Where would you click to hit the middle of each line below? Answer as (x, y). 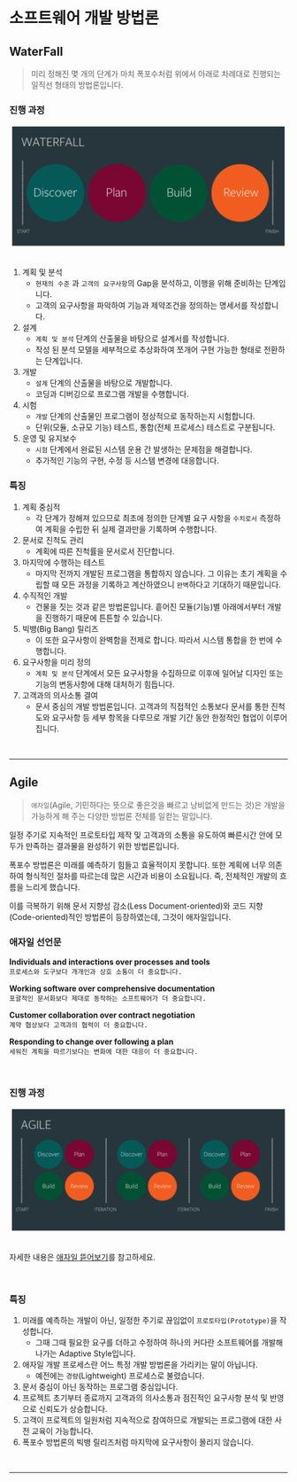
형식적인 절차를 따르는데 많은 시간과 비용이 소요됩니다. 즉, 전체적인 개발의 (152, 876)
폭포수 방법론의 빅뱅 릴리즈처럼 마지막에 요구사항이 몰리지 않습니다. (137, 1442)
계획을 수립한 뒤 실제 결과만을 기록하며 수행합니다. (131, 529)
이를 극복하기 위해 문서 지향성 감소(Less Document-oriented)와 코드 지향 (136, 906)
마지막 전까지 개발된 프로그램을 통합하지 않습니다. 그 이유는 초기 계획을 (156, 573)
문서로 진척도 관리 (53, 540)
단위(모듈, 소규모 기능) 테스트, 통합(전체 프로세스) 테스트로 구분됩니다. (155, 427)
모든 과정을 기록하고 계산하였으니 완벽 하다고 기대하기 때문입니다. (171, 584)
